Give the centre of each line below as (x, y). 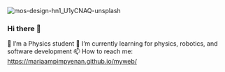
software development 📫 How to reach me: (70, 51)
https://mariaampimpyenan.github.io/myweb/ (72, 62)
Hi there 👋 (24, 28)
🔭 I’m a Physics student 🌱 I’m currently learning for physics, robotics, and (112, 44)
